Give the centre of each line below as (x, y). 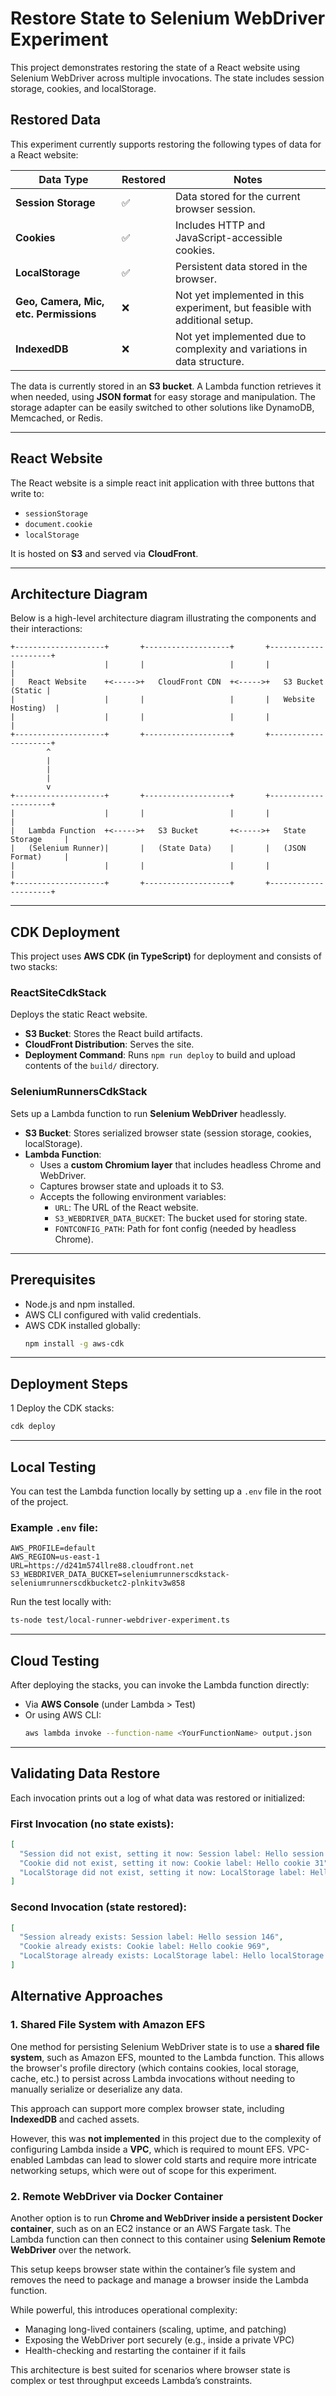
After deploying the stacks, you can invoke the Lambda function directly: (160, 1684)
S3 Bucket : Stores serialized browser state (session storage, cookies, (168, 1133)
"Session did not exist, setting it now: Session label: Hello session (172, 1853)
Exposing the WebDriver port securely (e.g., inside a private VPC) (159, 2339)
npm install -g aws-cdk (74, 1343)
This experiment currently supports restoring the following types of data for (166, 144)
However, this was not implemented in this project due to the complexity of (166, 2138)
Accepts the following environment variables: (133, 1196)
